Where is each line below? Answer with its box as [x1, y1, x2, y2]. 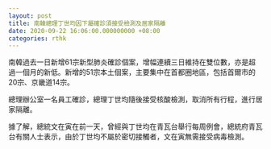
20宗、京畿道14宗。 [8, 77, 75, 87]
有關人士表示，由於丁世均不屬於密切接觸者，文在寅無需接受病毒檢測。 [15, 132, 248, 142]
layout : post [8, 11, 52, 20]
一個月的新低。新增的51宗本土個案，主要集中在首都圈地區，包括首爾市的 [15, 68, 256, 77]
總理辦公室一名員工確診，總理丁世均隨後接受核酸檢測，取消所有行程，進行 [8, 94, 256, 105]
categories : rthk [8, 34, 67, 43]
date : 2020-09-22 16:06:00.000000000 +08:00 [8, 27, 161, 35]
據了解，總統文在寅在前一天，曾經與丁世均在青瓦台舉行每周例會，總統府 [8, 122, 248, 131]
